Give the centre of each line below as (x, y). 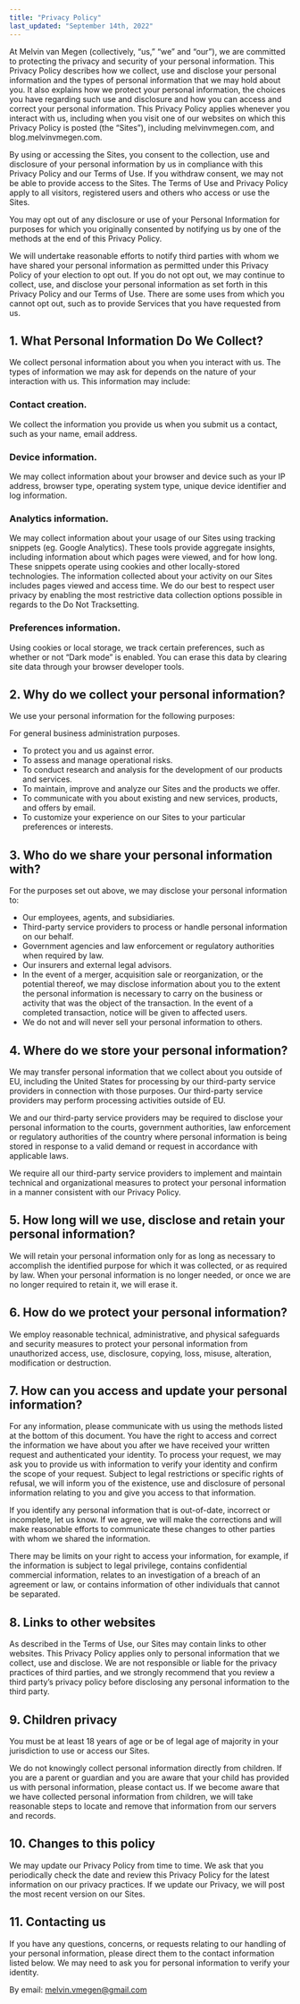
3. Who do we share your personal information (141, 855)
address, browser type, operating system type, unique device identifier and (148, 485)
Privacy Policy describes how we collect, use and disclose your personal (143, 70)
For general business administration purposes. (95, 733)
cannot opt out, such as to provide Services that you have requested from (145, 303)
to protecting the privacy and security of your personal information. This (142, 61)
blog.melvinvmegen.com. (56, 137)
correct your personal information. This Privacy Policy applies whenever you (150, 108)
